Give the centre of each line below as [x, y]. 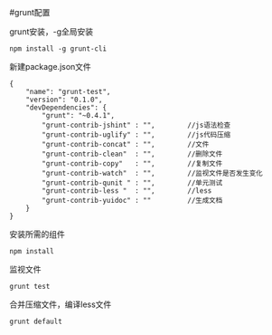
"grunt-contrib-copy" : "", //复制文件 [132, 164]
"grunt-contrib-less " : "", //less [127, 191]
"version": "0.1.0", [64, 100]
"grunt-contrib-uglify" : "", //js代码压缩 [136, 135]
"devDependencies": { [66, 108]
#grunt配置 [30, 12]
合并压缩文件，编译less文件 [61, 304]
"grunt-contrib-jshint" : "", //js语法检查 [136, 125]
